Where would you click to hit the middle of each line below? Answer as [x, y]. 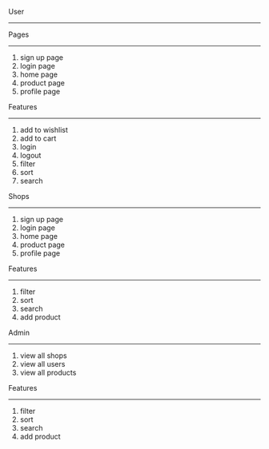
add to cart [38, 138]
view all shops [43, 356]
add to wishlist [44, 130]
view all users [42, 364]
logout [30, 155]
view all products [48, 372]
